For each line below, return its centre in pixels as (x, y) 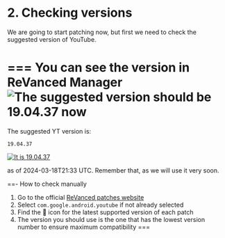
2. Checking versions (70, 13)
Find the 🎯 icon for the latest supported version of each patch (105, 212)
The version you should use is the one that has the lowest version (111, 219)
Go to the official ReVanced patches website (81, 197)
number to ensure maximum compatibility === (84, 227)
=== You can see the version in (98, 68)
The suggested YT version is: (49, 131)
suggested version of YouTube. (52, 39)
